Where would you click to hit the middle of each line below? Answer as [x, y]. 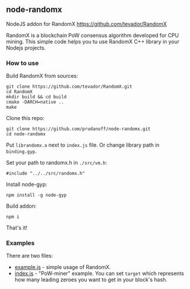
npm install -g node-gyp [36, 195]
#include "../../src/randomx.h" [45, 174]
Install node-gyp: [27, 184]
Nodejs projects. [26, 48]
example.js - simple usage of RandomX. [63, 267]
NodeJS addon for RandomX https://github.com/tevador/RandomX [86, 24]
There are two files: [30, 256]
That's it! [17, 228]
